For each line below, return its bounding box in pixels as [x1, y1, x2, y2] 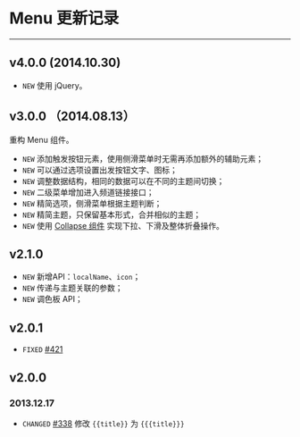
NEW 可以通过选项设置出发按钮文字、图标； [21, 164, 179, 175]
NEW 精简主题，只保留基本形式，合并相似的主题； [21, 209, 202, 220]
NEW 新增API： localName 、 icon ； [21, 272, 141, 282]
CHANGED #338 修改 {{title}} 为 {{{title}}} [21, 417, 185, 429]
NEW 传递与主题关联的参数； [21, 282, 123, 293]
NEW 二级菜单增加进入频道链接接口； [21, 187, 154, 197]
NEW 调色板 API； [21, 294, 83, 305]
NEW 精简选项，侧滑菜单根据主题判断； [21, 197, 162, 208]
